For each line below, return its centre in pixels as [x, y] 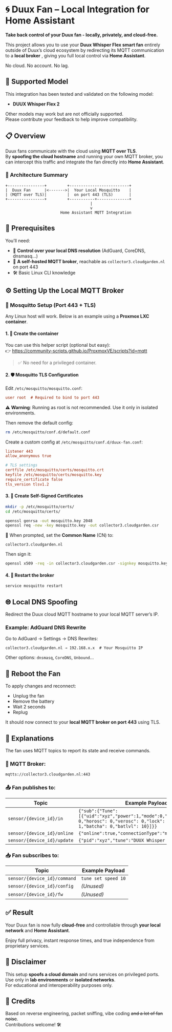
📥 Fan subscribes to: [32, 855]
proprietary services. [27, 945]
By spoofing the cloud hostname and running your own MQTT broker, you [84, 156]
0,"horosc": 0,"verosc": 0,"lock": [122, 821]
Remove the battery [34, 701]
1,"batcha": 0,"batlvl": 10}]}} [118, 826]
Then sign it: [18, 554]
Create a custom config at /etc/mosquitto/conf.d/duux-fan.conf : [74, 442]
